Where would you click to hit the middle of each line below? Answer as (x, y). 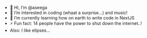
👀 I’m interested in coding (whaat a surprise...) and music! (69, 13)
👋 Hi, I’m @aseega (28, 8)
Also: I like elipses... (30, 30)
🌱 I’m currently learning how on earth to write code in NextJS (72, 18)
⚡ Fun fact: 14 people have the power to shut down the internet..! (76, 23)
